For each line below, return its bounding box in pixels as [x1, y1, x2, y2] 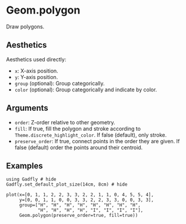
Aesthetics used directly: [6, 55, 67, 62]
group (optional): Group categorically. [14, 80, 105, 87]
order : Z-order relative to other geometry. [14, 118, 116, 126]
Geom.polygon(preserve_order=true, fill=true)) [19, 213, 138, 219]
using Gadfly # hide [6, 176, 57, 183]
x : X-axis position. [14, 67, 59, 74]
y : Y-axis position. [14, 73, 58, 80]
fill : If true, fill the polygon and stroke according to [14, 125, 141, 132]
